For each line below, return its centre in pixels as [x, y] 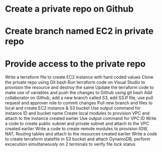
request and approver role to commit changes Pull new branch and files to [79, 103]
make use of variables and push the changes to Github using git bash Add [79, 93]
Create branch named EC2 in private [79, 31]
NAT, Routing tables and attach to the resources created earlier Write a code [81, 134]
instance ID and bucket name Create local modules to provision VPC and [77, 113]
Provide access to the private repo [75, 64]
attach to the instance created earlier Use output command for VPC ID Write [81, 118]
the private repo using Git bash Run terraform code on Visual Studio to [75, 82]
